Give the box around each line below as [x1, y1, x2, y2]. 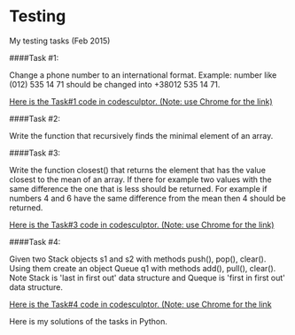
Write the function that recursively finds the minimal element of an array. [9, 130, 274, 141]
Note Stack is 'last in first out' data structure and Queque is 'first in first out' [9, 272, 286, 283]
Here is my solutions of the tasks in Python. [9, 316, 168, 326]
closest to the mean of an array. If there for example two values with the [9, 174, 272, 185]
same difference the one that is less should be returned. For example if [9, 183, 268, 194]
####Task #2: [9, 113, 60, 124]
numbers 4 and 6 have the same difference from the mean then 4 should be [9, 193, 286, 203]
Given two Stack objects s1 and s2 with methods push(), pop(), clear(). [9, 254, 267, 264]
